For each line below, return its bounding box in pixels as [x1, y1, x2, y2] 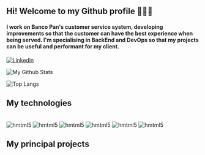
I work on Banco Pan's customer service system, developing [6, 23, 163, 31]
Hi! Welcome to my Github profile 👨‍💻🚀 [6, 6, 153, 17]
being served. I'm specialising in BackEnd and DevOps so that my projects [6, 36, 199, 43]
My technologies [6, 97, 72, 108]
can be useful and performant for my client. [6, 42, 119, 50]
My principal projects [6, 139, 90, 149]
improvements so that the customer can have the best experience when [6, 29, 193, 37]
